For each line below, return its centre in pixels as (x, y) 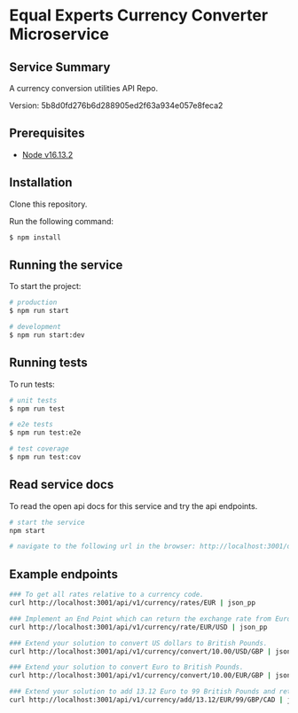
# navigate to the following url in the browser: (103, 546)
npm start (27, 530)
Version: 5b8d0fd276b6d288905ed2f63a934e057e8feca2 (116, 106)
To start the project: (45, 286)
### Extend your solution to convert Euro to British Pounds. (126, 667)
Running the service (66, 265)
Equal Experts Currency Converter (139, 16)
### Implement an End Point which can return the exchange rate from (141, 619)
